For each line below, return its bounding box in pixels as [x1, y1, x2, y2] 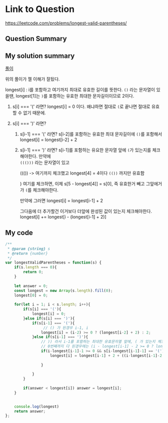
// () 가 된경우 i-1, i [43, 325, 88, 330]
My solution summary [5, 51, 75, 60]
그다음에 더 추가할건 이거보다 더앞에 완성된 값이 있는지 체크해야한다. [19, 208, 152, 214]
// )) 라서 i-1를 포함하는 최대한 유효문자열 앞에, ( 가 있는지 [40, 339, 156, 344]
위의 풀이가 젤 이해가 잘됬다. [5, 76, 60, 82]
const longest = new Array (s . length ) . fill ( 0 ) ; [14, 288, 113, 293]
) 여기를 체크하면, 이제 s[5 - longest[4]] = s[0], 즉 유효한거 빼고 [19, 181, 145, 187]
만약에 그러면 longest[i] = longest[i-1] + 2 [19, 197, 103, 203]
